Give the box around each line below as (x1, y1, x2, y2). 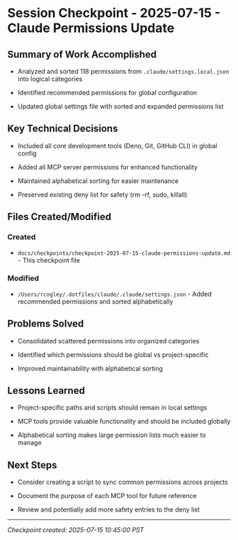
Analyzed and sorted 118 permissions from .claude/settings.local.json (17, 67, 229, 75)
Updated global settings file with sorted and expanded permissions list (17, 102, 224, 111)
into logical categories (17, 75, 83, 83)
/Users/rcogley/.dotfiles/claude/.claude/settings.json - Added (17, 290, 212, 298)
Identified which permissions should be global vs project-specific (17, 350, 209, 359)
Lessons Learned (7, 385, 85, 397)
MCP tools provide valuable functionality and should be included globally (17, 417, 231, 426)
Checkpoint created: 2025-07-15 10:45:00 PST (7, 526, 144, 534)
